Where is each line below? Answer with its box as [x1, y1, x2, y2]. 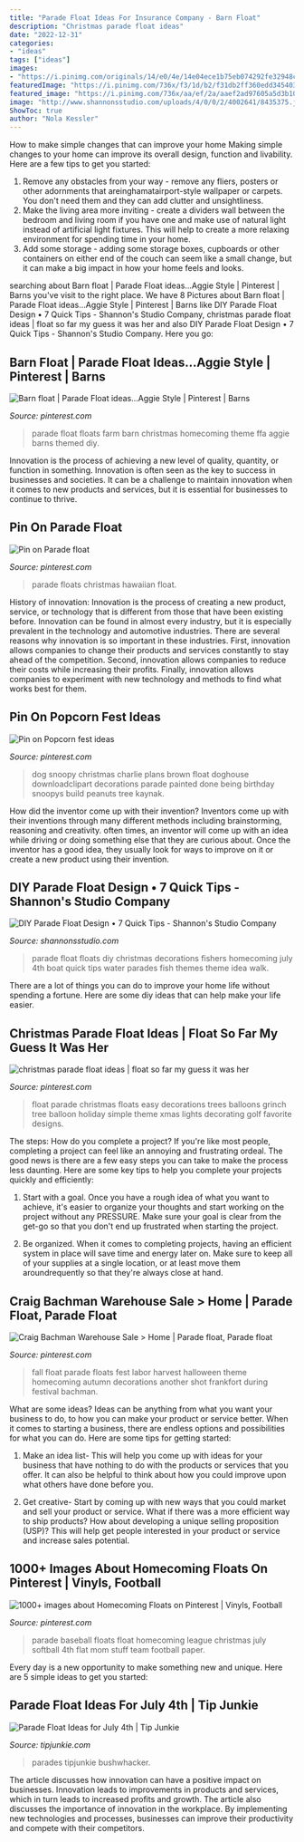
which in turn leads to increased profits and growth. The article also [9, 1793, 261, 1804]
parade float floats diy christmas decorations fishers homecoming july [31, 953, 293, 964]
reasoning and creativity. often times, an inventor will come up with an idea [9, 825, 289, 835]
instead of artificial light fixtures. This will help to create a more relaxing [22, 224, 290, 236]
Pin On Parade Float [9, 520, 123, 535]
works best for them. [9, 683, 88, 694]
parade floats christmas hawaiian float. [31, 579, 177, 590]
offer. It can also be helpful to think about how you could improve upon [22, 1470, 287, 1480]
